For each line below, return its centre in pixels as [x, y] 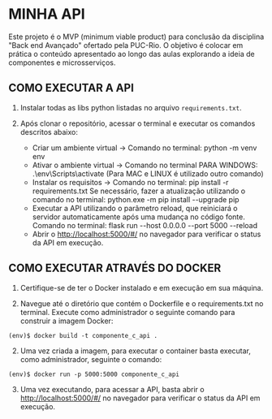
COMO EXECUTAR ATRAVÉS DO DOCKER [115, 268]
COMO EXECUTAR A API [71, 88]
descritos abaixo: [49, 132]
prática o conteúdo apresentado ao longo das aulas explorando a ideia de [132, 54]
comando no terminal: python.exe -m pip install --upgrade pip [136, 199]
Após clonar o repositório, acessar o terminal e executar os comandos [138, 123]
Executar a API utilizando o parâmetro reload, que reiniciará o [135, 208]
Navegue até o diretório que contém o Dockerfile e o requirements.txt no [142, 303]
